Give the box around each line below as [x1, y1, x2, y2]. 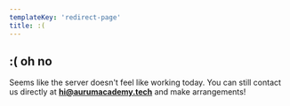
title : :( [9, 21, 46, 30]
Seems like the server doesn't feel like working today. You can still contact [9, 77, 282, 88]
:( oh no [9, 54, 52, 69]
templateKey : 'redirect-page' [9, 12, 122, 22]
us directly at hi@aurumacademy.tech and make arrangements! [9, 87, 246, 97]
